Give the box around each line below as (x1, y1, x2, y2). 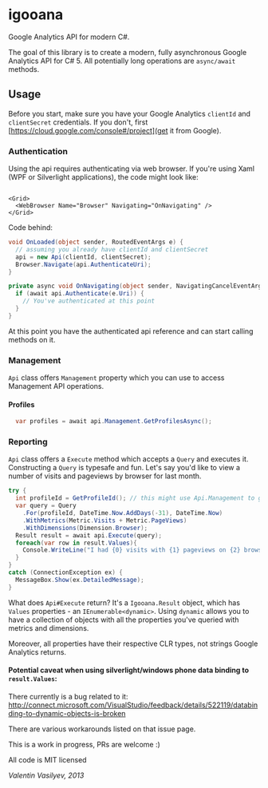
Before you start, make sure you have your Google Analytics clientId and (8, 109, 251, 118)
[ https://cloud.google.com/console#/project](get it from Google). (8, 125, 222, 135)
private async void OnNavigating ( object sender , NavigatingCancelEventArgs (8, 282, 266, 291)
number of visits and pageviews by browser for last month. (8, 471, 202, 481)
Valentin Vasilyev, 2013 (8, 770, 85, 780)
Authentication (8, 145, 68, 156)
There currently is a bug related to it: (8, 691, 128, 701)
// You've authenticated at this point (22, 297, 156, 305)
